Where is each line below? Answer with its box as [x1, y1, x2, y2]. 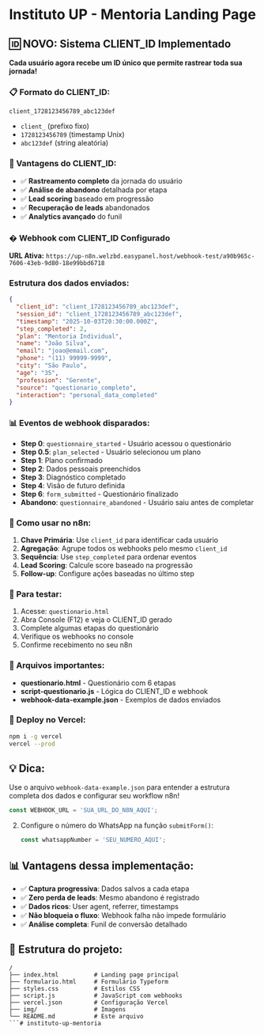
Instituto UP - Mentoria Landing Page [9, 6, 256, 24]
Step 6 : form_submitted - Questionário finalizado [20, 489, 179, 499]
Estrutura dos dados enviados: [9, 277, 130, 288]
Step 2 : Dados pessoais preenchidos [20, 464, 141, 473]
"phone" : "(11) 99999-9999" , [16, 354, 112, 362]
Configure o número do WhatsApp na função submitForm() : [20, 821, 214, 830]
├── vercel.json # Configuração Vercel [9, 999, 169, 1007]
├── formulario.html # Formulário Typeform [9, 977, 169, 986]
